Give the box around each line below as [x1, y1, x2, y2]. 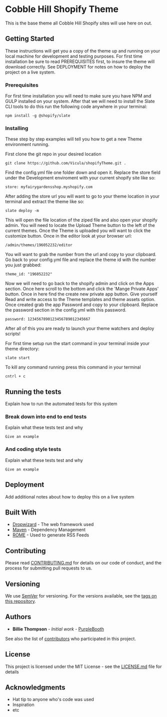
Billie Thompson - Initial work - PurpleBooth [12, 626, 104, 632]
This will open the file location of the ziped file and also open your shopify [5, 217, 157, 223]
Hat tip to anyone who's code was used [12, 696, 94, 702]
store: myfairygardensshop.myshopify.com [5, 184, 93, 189]
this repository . [5, 598, 36, 604]
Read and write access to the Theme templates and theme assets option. [5, 296, 156, 302]
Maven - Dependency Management [12, 526, 86, 533]
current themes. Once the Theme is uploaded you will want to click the [5, 227, 151, 233]
